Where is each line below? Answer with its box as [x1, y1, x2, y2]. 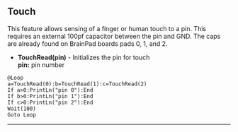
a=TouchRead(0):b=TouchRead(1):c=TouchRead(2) [7, 80, 147, 88]
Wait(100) [7, 105, 37, 112]
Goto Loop [7, 111, 37, 119]
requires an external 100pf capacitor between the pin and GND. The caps [7, 32, 221, 40]
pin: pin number [17, 60, 65, 69]
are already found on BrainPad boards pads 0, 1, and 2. [7, 39, 168, 48]
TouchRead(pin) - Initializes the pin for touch [17, 53, 150, 61]
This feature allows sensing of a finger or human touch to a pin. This [7, 24, 207, 32]
